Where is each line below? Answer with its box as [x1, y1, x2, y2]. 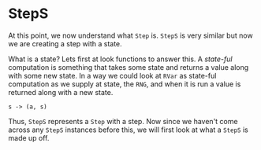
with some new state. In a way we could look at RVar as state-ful [8, 71, 217, 80]
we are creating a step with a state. [8, 38, 122, 48]
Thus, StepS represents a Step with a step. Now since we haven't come [8, 116, 238, 126]
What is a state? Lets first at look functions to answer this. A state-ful [8, 54, 233, 64]
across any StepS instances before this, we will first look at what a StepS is [8, 125, 248, 134]
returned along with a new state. [8, 87, 114, 97]
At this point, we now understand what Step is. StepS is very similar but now [8, 31, 254, 40]
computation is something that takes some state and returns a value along [8, 62, 249, 71]
